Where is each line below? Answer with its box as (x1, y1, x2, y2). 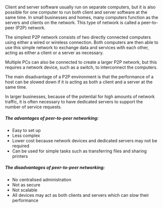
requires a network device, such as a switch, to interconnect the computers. (5, 64, 158, 70)
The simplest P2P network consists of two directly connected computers (5, 34, 151, 40)
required (12, 143, 30, 149)
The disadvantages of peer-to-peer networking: (5, 164, 105, 170)
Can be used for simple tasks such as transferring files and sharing (12, 148, 147, 154)
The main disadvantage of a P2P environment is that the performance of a (5, 74, 154, 79)
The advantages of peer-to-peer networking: (5, 115, 99, 121)
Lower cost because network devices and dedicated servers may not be (12, 137, 157, 143)
